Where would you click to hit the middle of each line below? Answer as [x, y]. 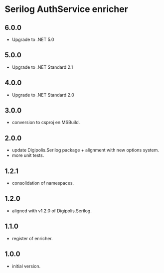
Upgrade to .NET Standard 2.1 [42, 67]
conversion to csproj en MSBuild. [46, 123]
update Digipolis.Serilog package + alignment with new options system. [85, 150]
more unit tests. [28, 155]
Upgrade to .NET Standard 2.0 [43, 95]
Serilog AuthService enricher [66, 9]
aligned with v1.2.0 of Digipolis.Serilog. [52, 211]
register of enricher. [32, 238]
